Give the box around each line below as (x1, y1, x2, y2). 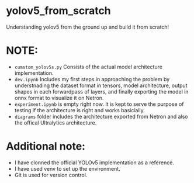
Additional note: (6, 140, 86, 153)
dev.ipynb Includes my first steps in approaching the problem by (14, 75, 170, 82)
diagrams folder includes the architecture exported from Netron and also (14, 113, 188, 120)
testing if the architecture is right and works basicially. (14, 106, 145, 113)
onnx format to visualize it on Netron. (14, 94, 104, 101)
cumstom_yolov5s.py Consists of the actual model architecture (14, 63, 162, 70)
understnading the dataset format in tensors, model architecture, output (14, 82, 188, 89)
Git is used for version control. (14, 171, 88, 178)
